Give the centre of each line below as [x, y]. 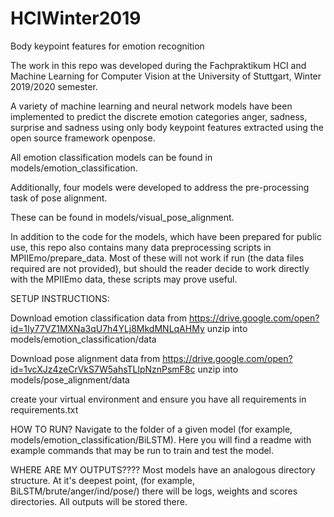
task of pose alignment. [59, 198]
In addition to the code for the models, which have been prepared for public [166, 236]
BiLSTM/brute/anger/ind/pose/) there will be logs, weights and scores [154, 491]
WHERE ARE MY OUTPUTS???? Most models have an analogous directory [163, 469]
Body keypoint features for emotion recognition [107, 46]
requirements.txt [44, 409]
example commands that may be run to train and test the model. [142, 450]
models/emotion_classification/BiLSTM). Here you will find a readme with [161, 439]
